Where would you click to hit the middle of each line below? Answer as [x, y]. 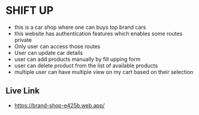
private [23, 40]
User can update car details [49, 52]
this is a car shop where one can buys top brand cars [80, 27]
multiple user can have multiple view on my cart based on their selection [104, 72]
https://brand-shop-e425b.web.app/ [60, 105]
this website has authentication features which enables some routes [98, 33]
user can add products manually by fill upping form [77, 59]
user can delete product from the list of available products [86, 65]
